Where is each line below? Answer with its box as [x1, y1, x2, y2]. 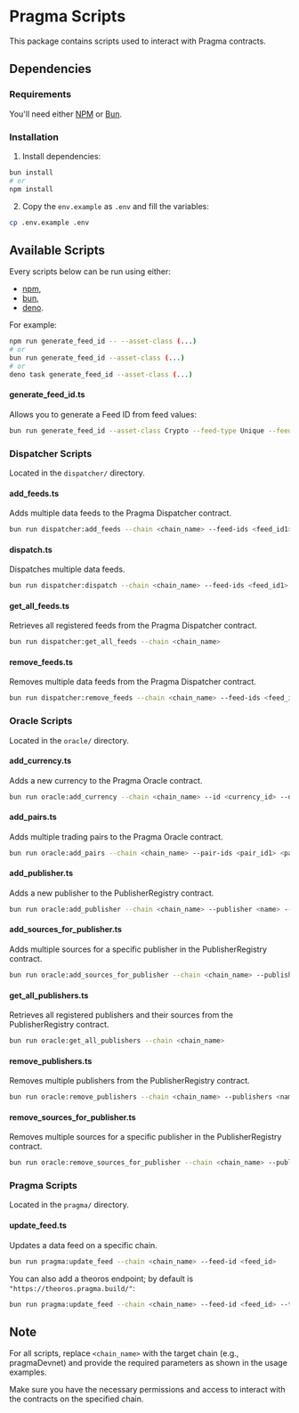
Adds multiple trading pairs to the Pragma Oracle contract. [9, 831, 224, 842]
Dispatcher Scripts [9, 447, 93, 459]
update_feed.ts [9, 1220, 67, 1230]
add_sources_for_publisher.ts [9, 924, 123, 935]
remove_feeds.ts [9, 656, 74, 667]
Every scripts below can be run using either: [9, 266, 172, 277]
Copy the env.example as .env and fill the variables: [21, 200, 209, 211]
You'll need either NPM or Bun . [9, 109, 123, 119]
